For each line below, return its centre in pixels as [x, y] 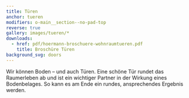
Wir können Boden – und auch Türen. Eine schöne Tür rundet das [85, 71]
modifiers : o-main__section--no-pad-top [56, 22]
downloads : [19, 38]
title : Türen [22, 11]
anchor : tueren [25, 17]
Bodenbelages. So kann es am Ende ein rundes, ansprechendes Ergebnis [95, 84]
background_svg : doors [34, 55]
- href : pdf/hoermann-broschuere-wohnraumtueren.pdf [77, 44]
